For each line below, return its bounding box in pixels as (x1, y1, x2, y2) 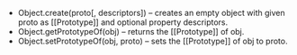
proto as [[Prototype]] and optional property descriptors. (17, 17, 228, 27)
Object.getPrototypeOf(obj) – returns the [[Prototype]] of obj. (17, 27, 245, 36)
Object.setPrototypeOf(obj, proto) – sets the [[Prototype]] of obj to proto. (17, 35, 288, 46)
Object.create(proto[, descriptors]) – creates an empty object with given (17, 8, 285, 18)
